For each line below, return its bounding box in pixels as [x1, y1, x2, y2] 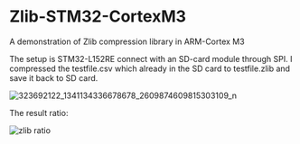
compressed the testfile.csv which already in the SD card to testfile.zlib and [9, 63, 291, 74]
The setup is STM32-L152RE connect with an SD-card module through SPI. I [9, 53, 293, 64]
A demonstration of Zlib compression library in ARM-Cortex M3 [9, 36, 246, 47]
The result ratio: [9, 107, 69, 118]
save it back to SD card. [9, 72, 98, 83]
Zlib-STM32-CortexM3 [9, 6, 187, 27]
